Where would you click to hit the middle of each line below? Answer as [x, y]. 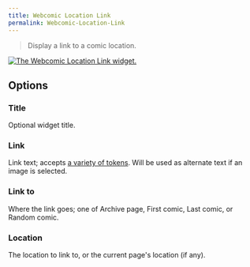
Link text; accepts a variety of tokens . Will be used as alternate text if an [125, 163]
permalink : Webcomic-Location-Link [67, 23]
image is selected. [38, 171]
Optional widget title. [42, 125]
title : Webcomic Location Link [60, 15]
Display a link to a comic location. [82, 45]
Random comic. [34, 217]
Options [28, 85]
